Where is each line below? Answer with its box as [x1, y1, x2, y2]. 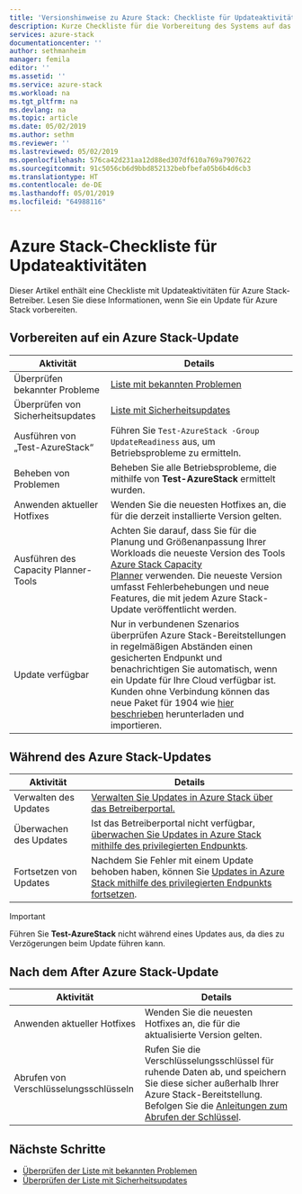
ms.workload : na [9, 88, 70, 97]
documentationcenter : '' [9, 38, 102, 48]
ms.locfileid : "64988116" [9, 197, 106, 207]
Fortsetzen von [13, 865, 78, 878]
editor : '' [9, 64, 50, 73]
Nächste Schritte [9, 1141, 106, 1157]
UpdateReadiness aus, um [111, 435, 216, 448]
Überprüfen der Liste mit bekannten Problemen [22, 1165, 198, 1176]
